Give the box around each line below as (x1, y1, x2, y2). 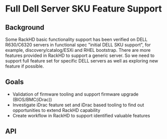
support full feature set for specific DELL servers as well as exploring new (5, 58, 158, 63)
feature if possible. (5, 63, 44, 69)
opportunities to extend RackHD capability (12, 107, 101, 113)
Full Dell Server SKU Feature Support (5, 3, 162, 15)
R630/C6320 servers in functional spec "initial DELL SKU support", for (5, 42, 151, 48)
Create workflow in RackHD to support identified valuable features (12, 112, 150, 118)
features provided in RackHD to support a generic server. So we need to (5, 52, 155, 58)
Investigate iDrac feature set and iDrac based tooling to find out (12, 102, 144, 108)
